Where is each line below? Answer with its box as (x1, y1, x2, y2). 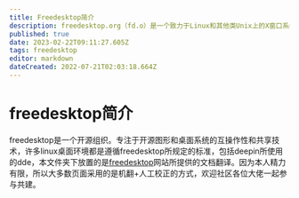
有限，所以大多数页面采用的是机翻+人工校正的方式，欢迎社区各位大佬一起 (9, 168, 280, 178)
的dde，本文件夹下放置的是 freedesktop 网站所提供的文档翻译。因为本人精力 (9, 156, 287, 167)
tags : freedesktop (9, 46, 77, 55)
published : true (9, 29, 69, 38)
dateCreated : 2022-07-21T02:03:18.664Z (9, 63, 158, 72)
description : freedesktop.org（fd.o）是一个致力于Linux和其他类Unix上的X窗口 (9, 21, 283, 30)
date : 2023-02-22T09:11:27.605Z (9, 37, 129, 47)
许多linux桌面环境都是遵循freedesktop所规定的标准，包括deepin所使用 (24, 146, 283, 156)
